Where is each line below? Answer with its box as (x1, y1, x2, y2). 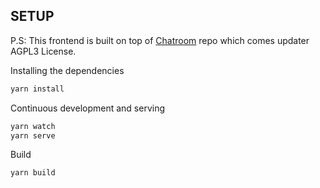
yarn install (10, 84, 65, 94)
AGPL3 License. (10, 45, 77, 57)
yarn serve (10, 130, 56, 141)
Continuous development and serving (10, 102, 166, 114)
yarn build (10, 168, 56, 178)
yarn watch (10, 121, 56, 131)
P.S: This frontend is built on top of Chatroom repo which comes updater (10, 34, 310, 46)
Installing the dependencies (10, 64, 125, 76)
